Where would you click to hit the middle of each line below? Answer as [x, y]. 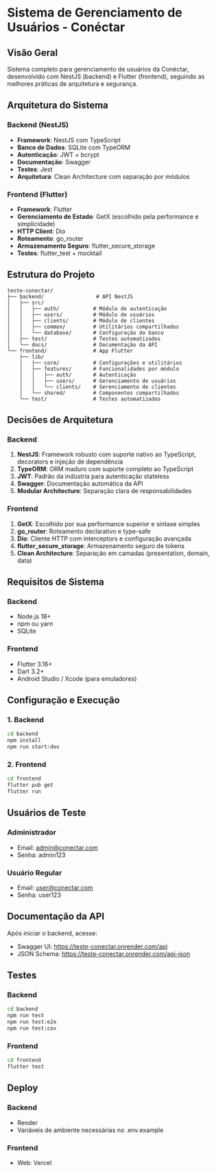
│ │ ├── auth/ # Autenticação [78, 375]
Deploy [23, 1088]
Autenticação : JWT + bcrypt [58, 154]
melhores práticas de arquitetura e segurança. [73, 84]
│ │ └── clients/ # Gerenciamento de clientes [98, 387]
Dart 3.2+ [31, 671]
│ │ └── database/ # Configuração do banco [86, 333]
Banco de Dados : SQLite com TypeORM [74, 147]
